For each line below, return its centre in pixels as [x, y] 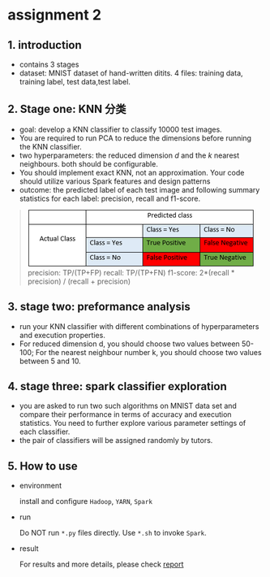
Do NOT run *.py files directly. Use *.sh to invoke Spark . [113, 533]
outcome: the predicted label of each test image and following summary [139, 189]
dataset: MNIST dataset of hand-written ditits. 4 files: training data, [131, 73]
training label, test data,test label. [75, 82]
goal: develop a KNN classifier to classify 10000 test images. [120, 129]
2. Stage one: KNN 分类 [67, 109]
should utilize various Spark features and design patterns [115, 181]
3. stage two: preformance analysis [99, 307]
